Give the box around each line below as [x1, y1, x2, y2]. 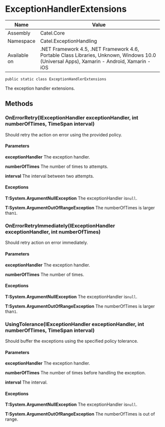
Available [7, 52, 28, 59]
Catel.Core [40, 30, 65, 36]
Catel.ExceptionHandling [40, 37, 97, 44]
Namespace [7, 37, 36, 44]
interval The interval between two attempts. [5, 173, 94, 179]
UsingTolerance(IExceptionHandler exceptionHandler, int [5, 321, 144, 328]
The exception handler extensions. [5, 85, 75, 91]
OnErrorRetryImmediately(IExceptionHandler [5, 222, 115, 229]
